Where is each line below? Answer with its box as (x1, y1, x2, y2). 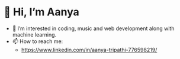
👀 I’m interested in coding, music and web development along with (12, 25, 175, 32)
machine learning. (12, 31, 57, 38)
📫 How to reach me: (12, 38, 63, 45)
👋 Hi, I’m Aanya (4, 5, 79, 19)
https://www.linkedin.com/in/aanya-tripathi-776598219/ (21, 46, 157, 53)
